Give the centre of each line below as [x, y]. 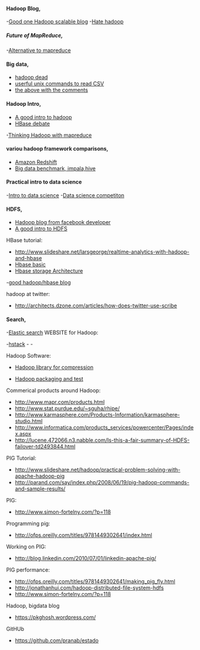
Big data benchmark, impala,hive [55, 168]
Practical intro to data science [44, 182]
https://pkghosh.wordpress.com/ [55, 617]
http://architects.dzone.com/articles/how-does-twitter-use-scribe [96, 306]
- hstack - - [20, 344]
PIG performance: [28, 570]
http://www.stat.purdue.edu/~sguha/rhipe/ [67, 408]
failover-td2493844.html [45, 447]
